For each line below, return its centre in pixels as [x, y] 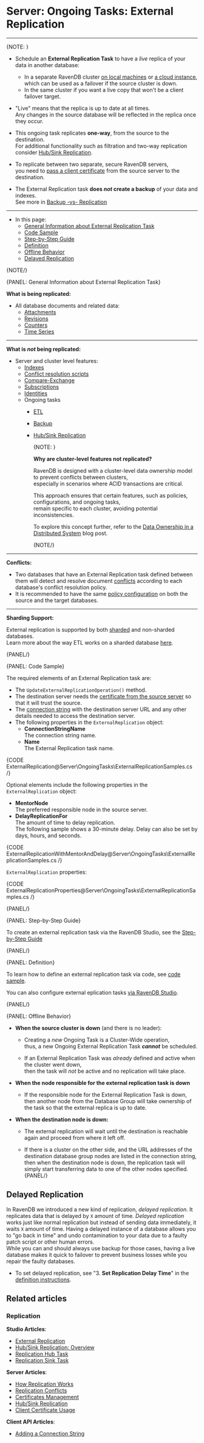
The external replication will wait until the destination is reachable [106, 1131]
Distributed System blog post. [70, 533]
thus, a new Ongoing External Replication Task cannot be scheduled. [110, 1046]
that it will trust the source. [48, 703]
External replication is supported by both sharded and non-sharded [90, 629]
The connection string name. [60, 735]
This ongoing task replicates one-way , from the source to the [92, 133]
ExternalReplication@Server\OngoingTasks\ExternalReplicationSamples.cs [99, 766]
